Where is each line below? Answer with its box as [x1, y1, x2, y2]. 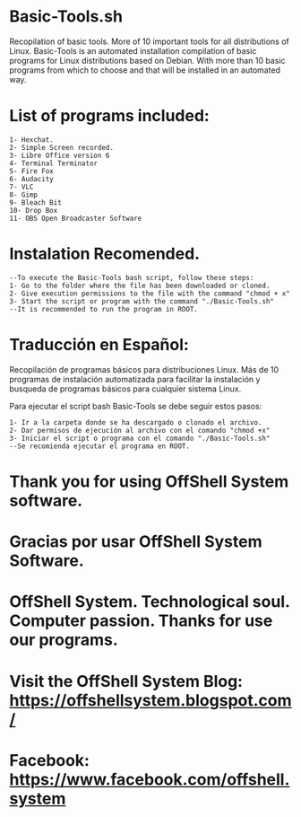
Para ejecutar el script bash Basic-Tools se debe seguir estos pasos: [9, 400, 262, 411]
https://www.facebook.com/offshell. [9, 769, 290, 789]
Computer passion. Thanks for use [9, 611, 273, 631]
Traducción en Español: [9, 335, 190, 355]
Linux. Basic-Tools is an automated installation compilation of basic [9, 45, 257, 56]
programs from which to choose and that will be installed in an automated [9, 65, 280, 75]
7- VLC [9, 182, 34, 191]
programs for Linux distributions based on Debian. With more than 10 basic [9, 55, 286, 66]
